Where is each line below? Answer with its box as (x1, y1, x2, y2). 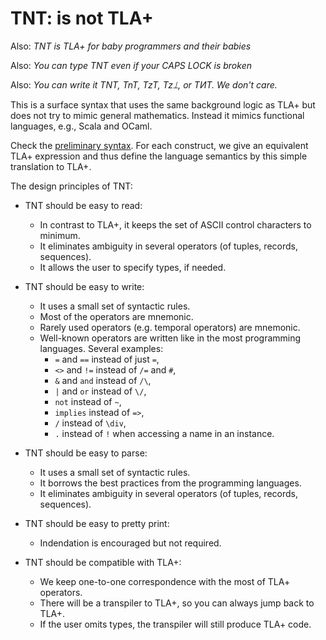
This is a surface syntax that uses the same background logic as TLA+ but (10, 98, 316, 111)
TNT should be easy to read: (24, 199, 143, 211)
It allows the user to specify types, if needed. (39, 261, 227, 273)
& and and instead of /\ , (54, 374, 152, 386)
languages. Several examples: (39, 342, 164, 354)
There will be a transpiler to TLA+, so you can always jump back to (39, 597, 315, 609)
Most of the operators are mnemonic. (39, 310, 194, 322)
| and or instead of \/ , (54, 385, 147, 397)
